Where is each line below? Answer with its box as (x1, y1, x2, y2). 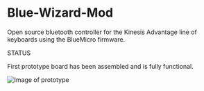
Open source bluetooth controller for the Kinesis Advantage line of (7, 28, 198, 36)
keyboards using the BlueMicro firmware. (7, 35, 126, 43)
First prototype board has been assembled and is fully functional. (7, 62, 194, 70)
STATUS (7, 49, 31, 57)
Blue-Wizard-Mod (7, 5, 113, 21)
